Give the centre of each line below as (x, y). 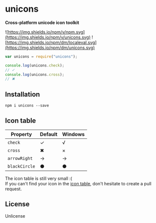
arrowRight (20, 158)
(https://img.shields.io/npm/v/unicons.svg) (48, 37)
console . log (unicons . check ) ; (35, 65)
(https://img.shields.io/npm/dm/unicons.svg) (50, 47)
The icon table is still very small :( (39, 178)
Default (49, 134)
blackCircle (22, 166)
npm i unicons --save (27, 106)
